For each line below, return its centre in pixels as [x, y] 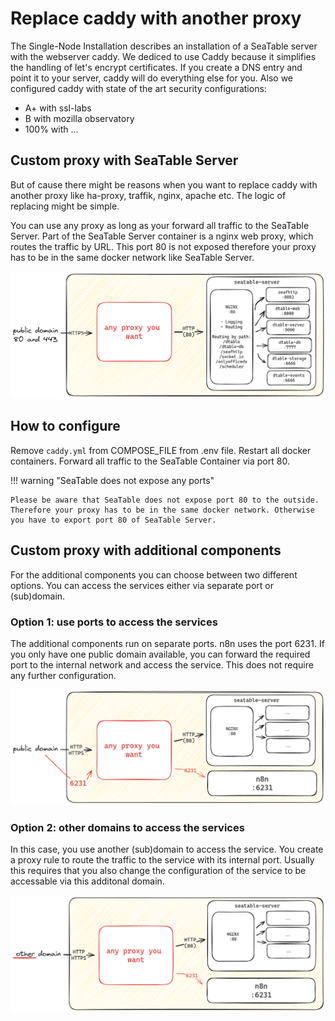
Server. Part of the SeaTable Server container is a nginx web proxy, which [162, 236]
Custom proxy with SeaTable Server [124, 160]
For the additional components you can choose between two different [154, 574]
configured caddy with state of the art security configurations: [138, 88]
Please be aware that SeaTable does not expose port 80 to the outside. [165, 500]
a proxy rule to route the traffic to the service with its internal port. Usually [162, 860]
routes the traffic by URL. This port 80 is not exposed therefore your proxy [163, 246]
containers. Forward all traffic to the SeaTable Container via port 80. [150, 461]
